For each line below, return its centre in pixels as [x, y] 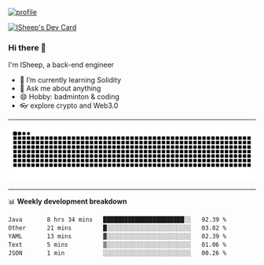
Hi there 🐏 [27, 47]
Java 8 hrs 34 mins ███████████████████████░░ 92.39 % [117, 220]
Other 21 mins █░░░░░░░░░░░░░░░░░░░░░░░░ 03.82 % [117, 228]
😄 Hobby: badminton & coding [70, 97]
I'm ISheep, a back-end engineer [61, 65]
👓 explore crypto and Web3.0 [69, 105]
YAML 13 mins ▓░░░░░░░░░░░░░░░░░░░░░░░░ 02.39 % [117, 236]
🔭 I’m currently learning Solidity [70, 80]
